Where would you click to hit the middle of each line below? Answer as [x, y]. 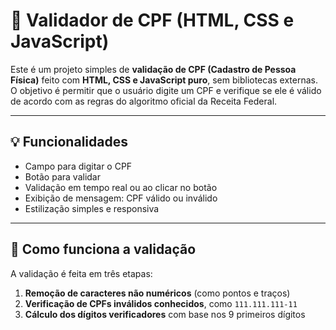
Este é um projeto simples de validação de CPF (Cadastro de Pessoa [153, 69]
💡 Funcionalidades [69, 142]
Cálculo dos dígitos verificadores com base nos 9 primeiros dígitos [165, 314]
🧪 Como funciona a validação [103, 249]
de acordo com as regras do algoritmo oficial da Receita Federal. [144, 101]
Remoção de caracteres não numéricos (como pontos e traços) [157, 293]
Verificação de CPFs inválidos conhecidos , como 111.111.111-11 [161, 303]
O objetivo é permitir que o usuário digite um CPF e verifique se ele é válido [166, 90]
